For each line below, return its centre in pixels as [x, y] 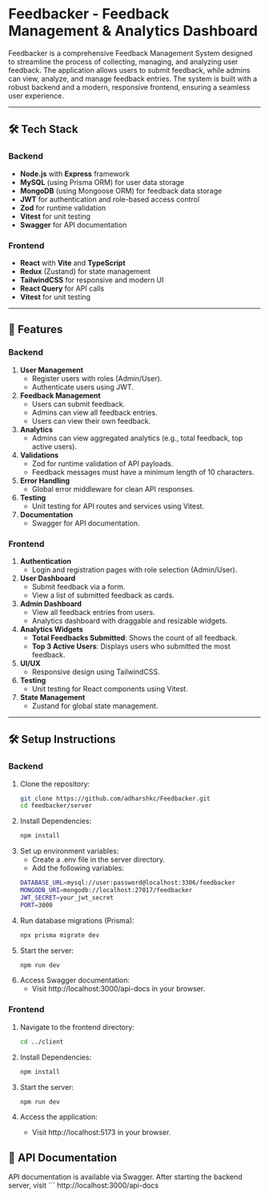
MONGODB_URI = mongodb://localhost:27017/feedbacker [106, 890]
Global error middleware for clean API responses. [113, 488]
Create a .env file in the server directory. [98, 860]
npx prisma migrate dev [60, 935]
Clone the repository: [55, 784]
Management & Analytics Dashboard [133, 31]
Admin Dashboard [51, 603]
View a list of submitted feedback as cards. [103, 595]
